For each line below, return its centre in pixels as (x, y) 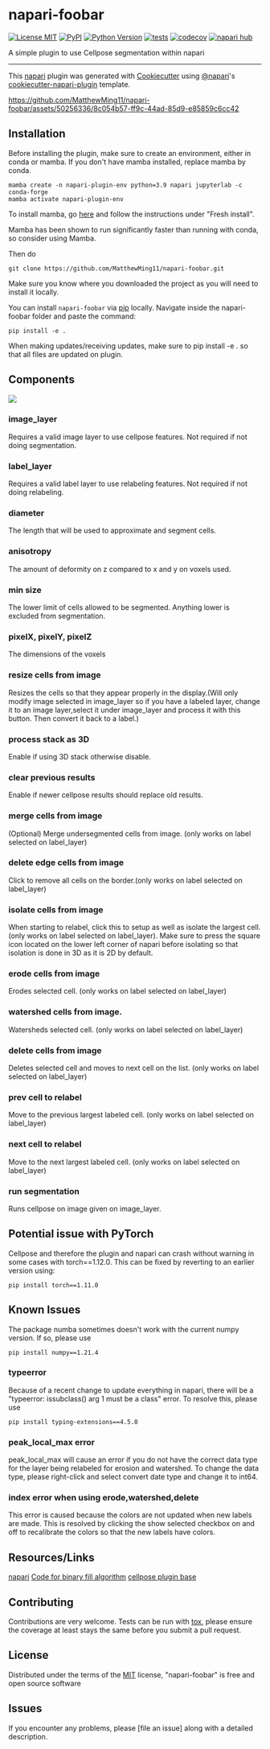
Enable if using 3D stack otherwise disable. (80, 756)
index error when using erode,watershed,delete (104, 1498)
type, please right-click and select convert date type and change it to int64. (133, 1477)
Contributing (41, 1602)
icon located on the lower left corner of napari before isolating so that (123, 944)
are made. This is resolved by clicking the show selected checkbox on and (132, 1524)
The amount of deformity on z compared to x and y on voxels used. (120, 569)
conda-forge (28, 192)
